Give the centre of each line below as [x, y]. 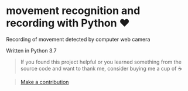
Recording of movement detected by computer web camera [78, 39]
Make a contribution [45, 82]
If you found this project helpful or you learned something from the [101, 62]
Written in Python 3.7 [31, 50]
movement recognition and [73, 11]
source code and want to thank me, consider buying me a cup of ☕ [101, 68]
